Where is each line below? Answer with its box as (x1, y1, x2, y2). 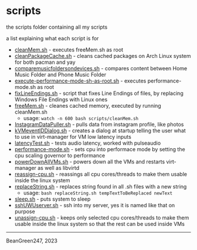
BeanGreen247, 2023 (6, 237, 57, 244)
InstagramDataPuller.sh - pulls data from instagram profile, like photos (14, 121, 184, 128)
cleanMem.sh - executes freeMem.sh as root (14, 46, 124, 53)
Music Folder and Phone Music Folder (14, 71, 107, 78)
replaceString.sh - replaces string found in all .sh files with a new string (14, 183, 187, 190)
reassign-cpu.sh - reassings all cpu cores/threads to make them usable (14, 170, 188, 177)
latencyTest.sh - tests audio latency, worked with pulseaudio (14, 139, 161, 146)
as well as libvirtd (38, 164, 80, 171)
